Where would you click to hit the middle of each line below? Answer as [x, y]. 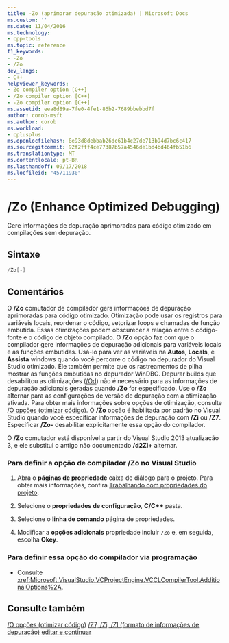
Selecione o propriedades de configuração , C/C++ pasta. [100, 506]
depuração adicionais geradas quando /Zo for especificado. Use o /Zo [107, 388]
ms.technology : [29, 33]
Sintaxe [24, 254]
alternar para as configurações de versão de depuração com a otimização [112, 396]
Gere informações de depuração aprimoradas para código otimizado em [109, 226]
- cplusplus [24, 134]
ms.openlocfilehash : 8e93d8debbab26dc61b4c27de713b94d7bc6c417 [99, 141]
